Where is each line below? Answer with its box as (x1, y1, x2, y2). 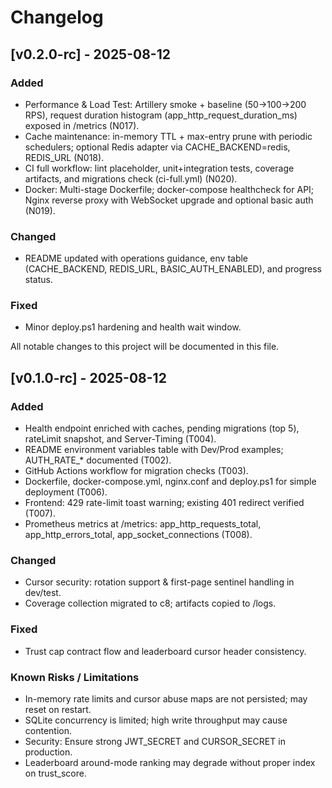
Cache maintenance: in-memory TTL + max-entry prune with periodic (24, 130, 313, 142)
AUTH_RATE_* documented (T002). (24, 454, 172, 466)
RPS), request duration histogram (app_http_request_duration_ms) (24, 109, 298, 121)
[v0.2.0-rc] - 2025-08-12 (10, 46, 171, 63)
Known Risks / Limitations (10, 670, 140, 684)
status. (24, 274, 53, 286)
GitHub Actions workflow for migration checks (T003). (24, 465, 249, 477)
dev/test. (24, 587, 62, 599)
